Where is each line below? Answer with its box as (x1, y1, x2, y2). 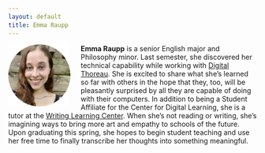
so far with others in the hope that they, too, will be (80, 77, 246, 87)
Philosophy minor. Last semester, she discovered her (80, 52, 252, 62)
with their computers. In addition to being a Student (80, 94, 248, 103)
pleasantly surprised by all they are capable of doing (80, 85, 252, 95)
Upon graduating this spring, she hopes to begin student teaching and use (8, 127, 250, 137)
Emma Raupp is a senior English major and (80, 43, 220, 53)
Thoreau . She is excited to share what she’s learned (80, 69, 248, 78)
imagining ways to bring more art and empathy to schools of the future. (8, 119, 240, 129)
